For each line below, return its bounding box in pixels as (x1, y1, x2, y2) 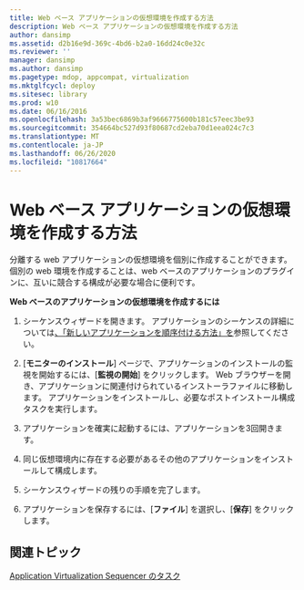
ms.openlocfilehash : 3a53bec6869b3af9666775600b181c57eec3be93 (9, 115, 255, 124)
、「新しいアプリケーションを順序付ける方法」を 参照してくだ (54, 327, 281, 338)
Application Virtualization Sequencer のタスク (9, 571, 181, 582)
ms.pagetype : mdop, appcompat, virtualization (9, 73, 189, 82)
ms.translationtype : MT (9, 132, 100, 141)
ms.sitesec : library (9, 89, 88, 98)
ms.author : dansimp (9, 65, 84, 74)
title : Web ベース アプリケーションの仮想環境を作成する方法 (9, 13, 214, 23)
